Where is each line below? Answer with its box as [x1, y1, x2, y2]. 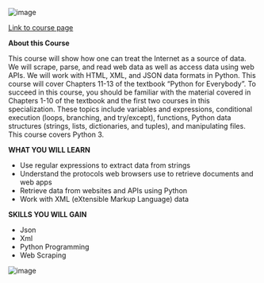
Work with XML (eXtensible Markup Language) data [19, 195, 189, 204]
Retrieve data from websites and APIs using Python [19, 186, 188, 195]
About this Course [8, 38, 70, 48]
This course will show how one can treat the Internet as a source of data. [8, 54, 247, 63]
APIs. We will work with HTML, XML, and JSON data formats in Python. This [8, 71, 256, 79]
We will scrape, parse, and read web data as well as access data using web [8, 62, 255, 72]
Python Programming [19, 242, 90, 251]
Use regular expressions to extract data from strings [19, 161, 191, 170]
